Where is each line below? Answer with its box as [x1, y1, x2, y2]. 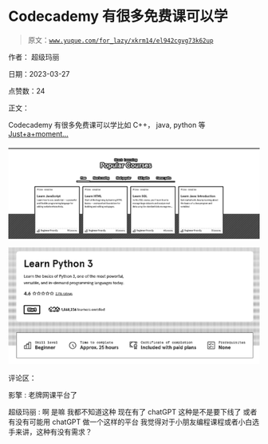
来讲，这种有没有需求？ [14, 426, 93, 436]
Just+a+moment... [8, 129, 69, 138]
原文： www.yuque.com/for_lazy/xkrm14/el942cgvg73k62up [27, 35, 214, 45]
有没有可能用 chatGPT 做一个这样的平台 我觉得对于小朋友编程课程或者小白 [8, 417, 253, 426]
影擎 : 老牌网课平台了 [8, 390, 77, 399]
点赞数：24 [8, 85, 45, 96]
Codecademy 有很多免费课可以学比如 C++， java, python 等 [8, 120, 206, 129]
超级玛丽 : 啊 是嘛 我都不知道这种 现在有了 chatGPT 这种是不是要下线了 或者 [8, 406, 258, 416]
